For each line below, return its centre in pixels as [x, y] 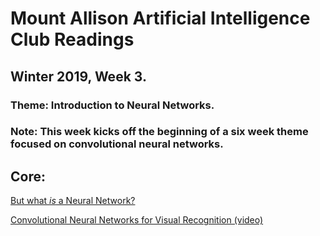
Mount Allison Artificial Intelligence [160, 18]
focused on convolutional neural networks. [117, 144]
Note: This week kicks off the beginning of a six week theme [159, 132]
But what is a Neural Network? [73, 201]
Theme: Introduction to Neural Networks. [112, 105]
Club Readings [72, 39]
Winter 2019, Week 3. [78, 76]
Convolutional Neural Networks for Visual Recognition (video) [137, 220]
